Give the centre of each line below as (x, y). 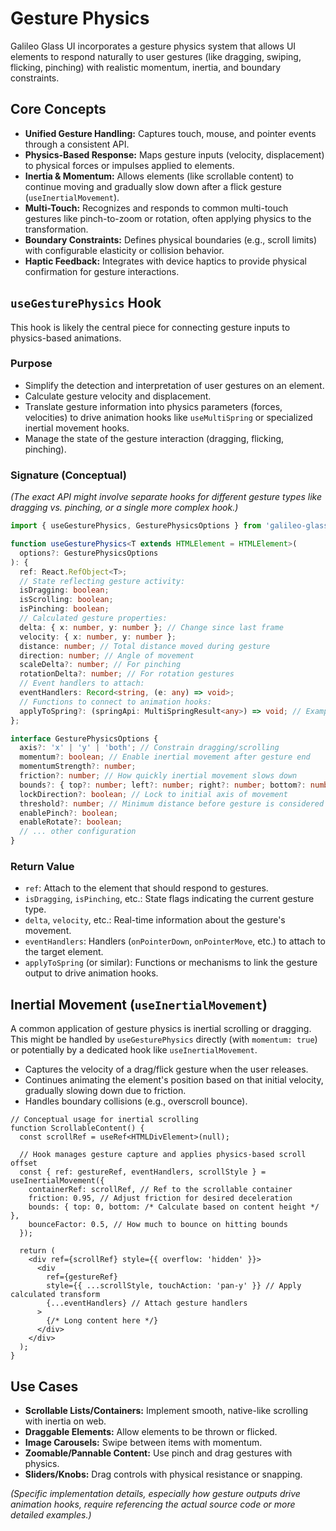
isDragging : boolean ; (64, 590)
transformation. (56, 229)
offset (24, 1163)
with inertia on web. (65, 1421)
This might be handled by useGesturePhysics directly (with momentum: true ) (164, 1039)
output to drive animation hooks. (91, 973)
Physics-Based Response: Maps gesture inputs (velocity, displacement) (174, 154)
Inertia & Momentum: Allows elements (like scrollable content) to (159, 176)
